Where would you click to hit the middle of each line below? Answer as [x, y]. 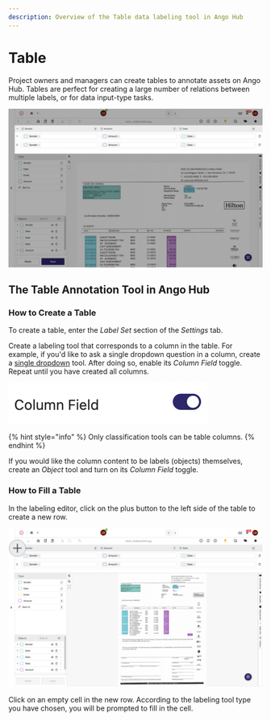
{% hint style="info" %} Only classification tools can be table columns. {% [132, 437]
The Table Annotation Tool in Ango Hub [109, 290]
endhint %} [27, 445]
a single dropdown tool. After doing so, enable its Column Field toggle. [125, 363]
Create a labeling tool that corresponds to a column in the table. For [121, 346]
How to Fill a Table [45, 491]
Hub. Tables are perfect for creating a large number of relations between [129, 89]
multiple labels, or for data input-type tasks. [81, 97]
